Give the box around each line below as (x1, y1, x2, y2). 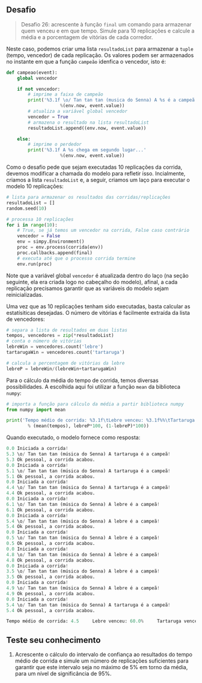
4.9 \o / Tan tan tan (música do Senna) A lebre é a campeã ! (6, 585, 161, 591)
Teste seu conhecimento (6, 635, 101, 645)
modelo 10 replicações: (6, 183, 64, 190)
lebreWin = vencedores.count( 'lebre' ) (6, 344, 103, 350)
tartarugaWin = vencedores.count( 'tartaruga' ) (6, 350, 125, 356)
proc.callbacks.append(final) (17, 249, 93, 256)
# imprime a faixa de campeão (28, 91, 103, 98)
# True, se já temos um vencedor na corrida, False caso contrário (17, 228, 189, 234)
